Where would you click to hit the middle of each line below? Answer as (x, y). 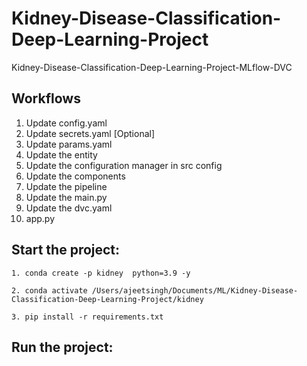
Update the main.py (66, 197)
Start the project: (66, 250)
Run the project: (62, 347)
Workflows (46, 98)
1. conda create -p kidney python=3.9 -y (101, 273)
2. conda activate (49, 290)
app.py (40, 218)
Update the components (75, 176)
